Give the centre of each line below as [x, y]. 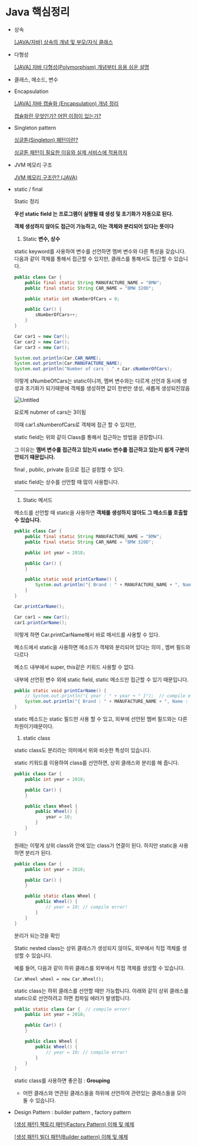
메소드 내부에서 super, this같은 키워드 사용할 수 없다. [74, 667]
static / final [28, 189]
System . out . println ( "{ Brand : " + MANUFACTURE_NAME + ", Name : [107, 702]
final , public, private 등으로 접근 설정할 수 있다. [69, 470]
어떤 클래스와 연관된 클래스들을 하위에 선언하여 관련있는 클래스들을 [99, 1093]
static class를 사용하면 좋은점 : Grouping [62, 1081]
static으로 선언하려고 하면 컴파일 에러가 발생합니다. [72, 998]
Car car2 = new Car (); [42, 342]
